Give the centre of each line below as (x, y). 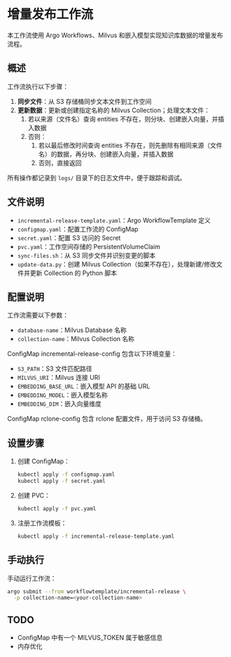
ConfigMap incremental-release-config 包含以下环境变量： (92, 354)
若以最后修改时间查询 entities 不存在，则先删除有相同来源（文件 (130, 145)
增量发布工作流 (50, 14)
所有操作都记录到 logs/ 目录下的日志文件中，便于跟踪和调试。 (97, 178)
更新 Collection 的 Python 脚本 (73, 273)
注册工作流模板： (42, 523)
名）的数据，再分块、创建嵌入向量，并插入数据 (106, 154)
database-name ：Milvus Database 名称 (72, 330)
